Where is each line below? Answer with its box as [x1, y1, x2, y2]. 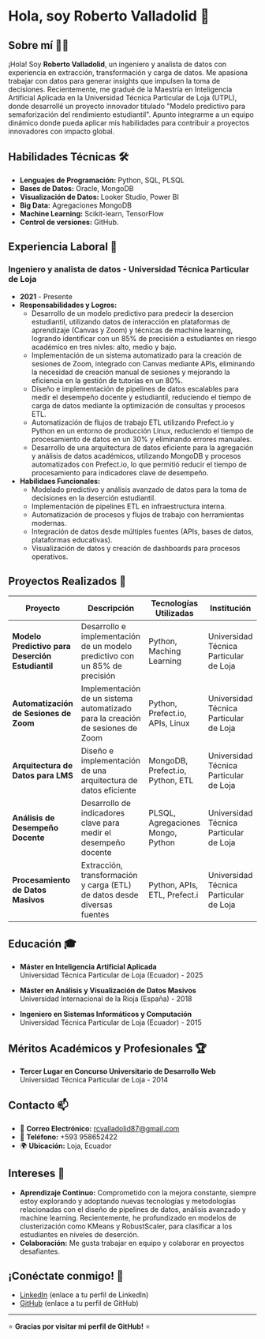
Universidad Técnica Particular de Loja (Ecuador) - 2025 [19, 970, 203, 980]
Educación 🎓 [8, 937, 77, 951]
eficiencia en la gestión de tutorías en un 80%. [31, 375, 184, 385]
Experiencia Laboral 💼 [8, 240, 118, 253]
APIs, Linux [148, 718, 190, 729]
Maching [148, 646, 181, 657]
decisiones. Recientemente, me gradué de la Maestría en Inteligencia [8, 84, 233, 94]
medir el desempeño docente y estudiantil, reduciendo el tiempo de [31, 392, 252, 402]
